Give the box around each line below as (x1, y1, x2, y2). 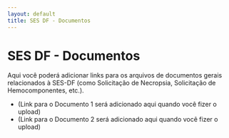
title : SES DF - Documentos (7, 17, 91, 24)
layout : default (7, 10, 56, 18)
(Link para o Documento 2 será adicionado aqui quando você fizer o (17, 115, 218, 124)
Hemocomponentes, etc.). (7, 86, 84, 95)
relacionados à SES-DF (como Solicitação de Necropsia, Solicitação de (7, 79, 216, 87)
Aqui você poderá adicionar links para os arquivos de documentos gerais (7, 71, 223, 80)
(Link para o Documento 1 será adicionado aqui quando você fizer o (17, 100, 218, 109)
